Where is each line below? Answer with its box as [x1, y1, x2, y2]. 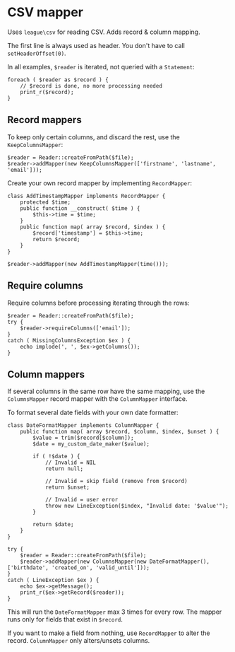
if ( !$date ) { [32, 453, 80, 460]
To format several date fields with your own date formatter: [7, 408, 179, 417]
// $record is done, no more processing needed [20, 82, 162, 89]
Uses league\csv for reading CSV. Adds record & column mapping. [7, 28, 200, 36]
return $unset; [44, 484, 90, 491]
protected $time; [20, 199, 71, 206]
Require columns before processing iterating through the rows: [7, 298, 190, 307]
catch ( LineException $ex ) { [7, 577, 100, 584]
